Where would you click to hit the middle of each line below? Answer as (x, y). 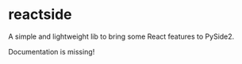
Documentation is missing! (52, 51)
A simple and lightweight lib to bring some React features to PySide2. (121, 36)
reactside (40, 15)
